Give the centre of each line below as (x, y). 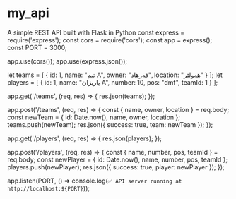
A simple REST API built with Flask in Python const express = (96, 32)
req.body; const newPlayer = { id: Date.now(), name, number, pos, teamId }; (118, 159)
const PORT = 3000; (37, 47)
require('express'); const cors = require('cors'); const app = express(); (110, 40)
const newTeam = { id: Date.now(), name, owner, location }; (94, 117)
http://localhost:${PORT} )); (49, 188)
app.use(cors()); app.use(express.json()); (67, 61)
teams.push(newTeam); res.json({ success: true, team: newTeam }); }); (110, 124)
